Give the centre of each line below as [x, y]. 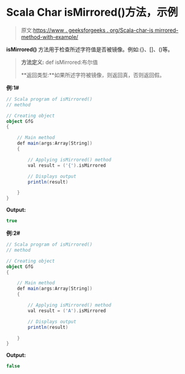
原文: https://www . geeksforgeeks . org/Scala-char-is [87, 30]
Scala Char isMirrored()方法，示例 [92, 12]
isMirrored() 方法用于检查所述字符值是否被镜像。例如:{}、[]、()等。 [89, 49]
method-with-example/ [50, 37]
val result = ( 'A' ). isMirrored [67, 311]
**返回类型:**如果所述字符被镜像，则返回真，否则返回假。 [93, 75]
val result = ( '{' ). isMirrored [67, 165]
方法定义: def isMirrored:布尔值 [59, 62]
